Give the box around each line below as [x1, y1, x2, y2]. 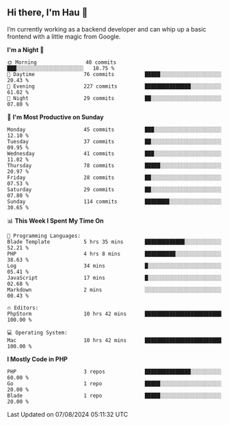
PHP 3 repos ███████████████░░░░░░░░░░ [7, 368, 222, 375]
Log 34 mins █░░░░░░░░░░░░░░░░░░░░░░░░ [7, 262, 222, 269]
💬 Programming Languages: [7, 232, 81, 239]
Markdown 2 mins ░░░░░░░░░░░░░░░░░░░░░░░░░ [7, 286, 222, 293]
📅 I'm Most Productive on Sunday [7, 112, 104, 121]
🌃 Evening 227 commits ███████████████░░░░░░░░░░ [7, 83, 222, 90]
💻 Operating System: [7, 329, 68, 336]
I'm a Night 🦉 [7, 45, 44, 53]
